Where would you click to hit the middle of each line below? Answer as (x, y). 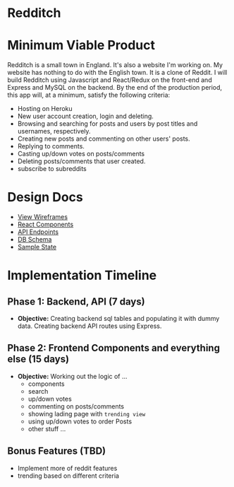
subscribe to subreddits (52, 169)
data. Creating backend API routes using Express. (90, 326)
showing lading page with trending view (87, 413)
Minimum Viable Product (81, 46)
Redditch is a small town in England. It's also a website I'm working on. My (115, 65)
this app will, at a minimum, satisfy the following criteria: (89, 95)
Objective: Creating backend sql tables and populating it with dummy (118, 319)
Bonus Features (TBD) (57, 451)
